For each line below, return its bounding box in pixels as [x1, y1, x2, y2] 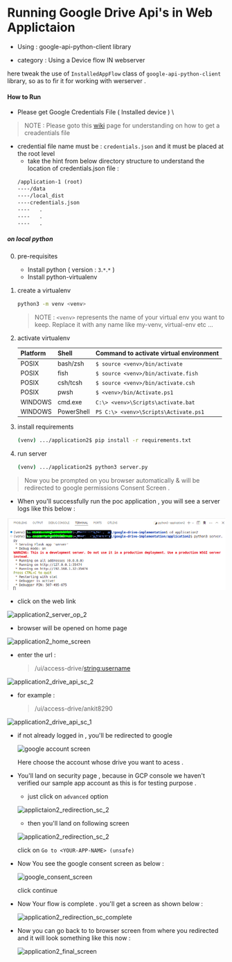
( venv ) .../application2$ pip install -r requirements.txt [17, 437, 192, 444]
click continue [17, 887, 57, 895]
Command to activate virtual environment [96, 349, 220, 357]
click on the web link [17, 597, 76, 605]
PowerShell [57, 407, 90, 416]
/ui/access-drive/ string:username [34, 664, 131, 672]
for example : [17, 691, 55, 700]
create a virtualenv [17, 286, 71, 295]
